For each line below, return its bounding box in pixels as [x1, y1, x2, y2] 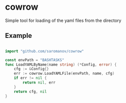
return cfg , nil [14, 89, 47, 94]
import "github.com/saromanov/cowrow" [5, 49, 84, 53]
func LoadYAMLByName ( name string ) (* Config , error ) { [5, 62, 117, 67]
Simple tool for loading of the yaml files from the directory [5, 17, 122, 23]
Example [5, 32, 32, 40]
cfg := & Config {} [14, 67, 49, 71]
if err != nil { [14, 76, 47, 81]
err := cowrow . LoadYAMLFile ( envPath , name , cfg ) [14, 71, 115, 76]
